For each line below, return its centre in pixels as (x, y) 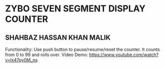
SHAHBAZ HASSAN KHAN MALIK (58, 37)
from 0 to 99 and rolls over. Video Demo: (47, 55)
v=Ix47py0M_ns (22, 60)
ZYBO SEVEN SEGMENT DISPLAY (75, 9)
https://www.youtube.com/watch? (124, 55)
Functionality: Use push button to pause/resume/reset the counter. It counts (82, 49)
